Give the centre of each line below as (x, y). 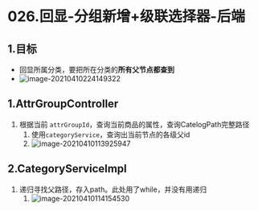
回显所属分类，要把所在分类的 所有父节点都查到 (96, 70)
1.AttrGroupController (63, 104)
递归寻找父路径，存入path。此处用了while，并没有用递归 (113, 189)
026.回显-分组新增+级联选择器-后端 (127, 17)
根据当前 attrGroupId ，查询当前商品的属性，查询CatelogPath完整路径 (134, 124)
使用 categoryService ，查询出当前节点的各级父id (111, 134)
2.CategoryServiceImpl (67, 169)
